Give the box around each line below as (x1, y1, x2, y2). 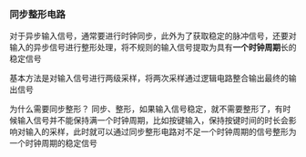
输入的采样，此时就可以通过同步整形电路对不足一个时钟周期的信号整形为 (25, 126, 297, 138)
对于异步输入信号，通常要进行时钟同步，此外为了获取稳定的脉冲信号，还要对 (9, 30, 297, 42)
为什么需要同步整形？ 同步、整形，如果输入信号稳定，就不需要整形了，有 (9, 103, 283, 115)
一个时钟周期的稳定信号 (9, 138, 97, 149)
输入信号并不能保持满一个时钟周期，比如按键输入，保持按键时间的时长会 (16, 115, 289, 126)
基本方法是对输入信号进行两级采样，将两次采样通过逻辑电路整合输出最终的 (9, 73, 289, 84)
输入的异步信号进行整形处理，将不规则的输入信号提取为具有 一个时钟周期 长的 (9, 42, 297, 53)
